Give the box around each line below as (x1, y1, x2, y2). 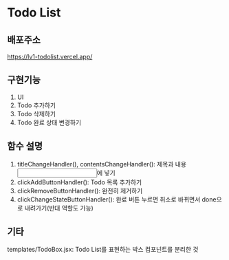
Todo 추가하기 (17, 101, 56, 109)
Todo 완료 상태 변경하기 (17, 118, 81, 127)
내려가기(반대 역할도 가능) (24, 204, 94, 212)
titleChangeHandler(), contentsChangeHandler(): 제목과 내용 (17, 160, 187, 168)
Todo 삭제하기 (17, 109, 56, 118)
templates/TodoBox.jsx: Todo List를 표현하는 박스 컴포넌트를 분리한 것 (7, 246, 199, 254)
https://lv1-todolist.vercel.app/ (7, 53, 93, 61)
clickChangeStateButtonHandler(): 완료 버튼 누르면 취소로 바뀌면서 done (17, 195, 217, 204)
